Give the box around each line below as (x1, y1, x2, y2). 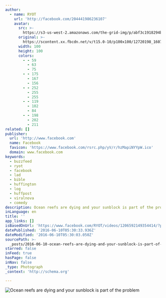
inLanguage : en (5, 210, 37, 214)
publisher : (5, 131, 28, 136)
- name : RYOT (9, 12, 37, 17)
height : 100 (18, 48, 43, 53)
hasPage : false (5, 255, 37, 260)
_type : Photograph (5, 264, 43, 269)
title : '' (5, 214, 26, 219)
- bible (9, 177, 26, 182)
